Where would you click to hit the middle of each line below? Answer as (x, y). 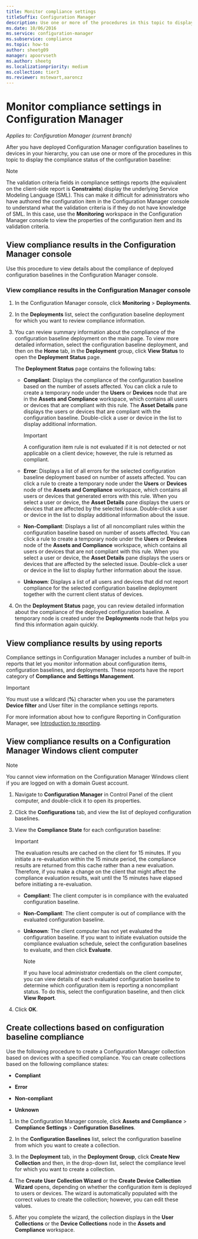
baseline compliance (45, 1037)
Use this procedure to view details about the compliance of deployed (90, 268)
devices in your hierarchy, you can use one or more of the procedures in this (99, 154)
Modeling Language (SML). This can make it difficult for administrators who (98, 195)
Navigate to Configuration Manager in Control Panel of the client (94, 794)
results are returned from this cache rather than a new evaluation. (94, 865)
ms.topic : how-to (27, 45)
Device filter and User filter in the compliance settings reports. (82, 705)
